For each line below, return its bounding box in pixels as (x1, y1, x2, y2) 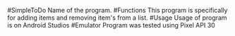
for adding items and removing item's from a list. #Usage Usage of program (7, 13, 227, 22)
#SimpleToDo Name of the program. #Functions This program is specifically (7, 6, 228, 14)
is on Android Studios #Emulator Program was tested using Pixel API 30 (7, 21, 215, 29)
